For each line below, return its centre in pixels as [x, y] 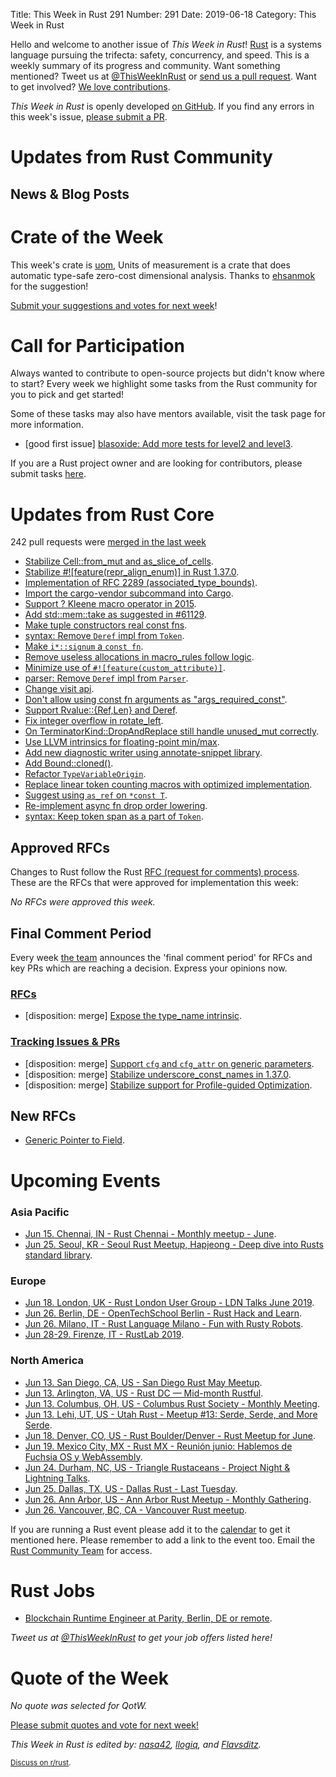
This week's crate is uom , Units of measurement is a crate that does [150, 265]
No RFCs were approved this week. [83, 902]
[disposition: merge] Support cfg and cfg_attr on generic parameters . [169, 1063]
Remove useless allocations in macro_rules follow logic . [139, 657]
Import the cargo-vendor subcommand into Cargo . [129, 593]
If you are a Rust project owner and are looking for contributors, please [156, 463]
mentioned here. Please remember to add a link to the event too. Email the [163, 1540]
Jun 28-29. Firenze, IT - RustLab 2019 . [104, 1335]
